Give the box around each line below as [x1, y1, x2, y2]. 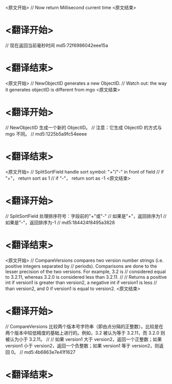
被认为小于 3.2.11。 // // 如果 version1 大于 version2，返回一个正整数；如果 [5, 336, 162, 342]
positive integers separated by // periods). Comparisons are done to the [5, 263, 158, 269]
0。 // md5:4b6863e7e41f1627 [11, 349, 76, 355]
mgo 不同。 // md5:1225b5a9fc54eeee [5, 130, 87, 137]
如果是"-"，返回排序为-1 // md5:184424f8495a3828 [5, 219, 115, 225]
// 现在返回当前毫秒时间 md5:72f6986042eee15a [5, 42, 108, 48]
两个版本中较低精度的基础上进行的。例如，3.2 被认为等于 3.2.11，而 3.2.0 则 [5, 330, 165, 336]
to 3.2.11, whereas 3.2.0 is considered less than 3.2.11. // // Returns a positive [5, 274, 167, 280]
